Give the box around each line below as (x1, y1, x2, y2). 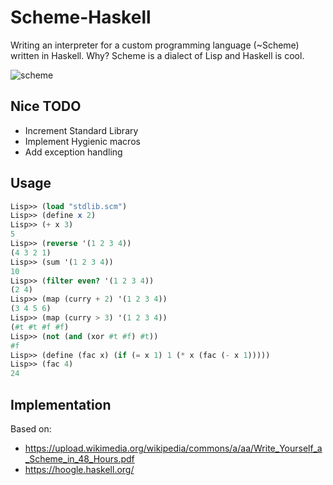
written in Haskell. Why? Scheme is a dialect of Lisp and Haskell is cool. (10, 49, 305, 61)
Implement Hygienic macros (24, 135, 141, 147)
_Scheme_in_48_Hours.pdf (24, 453, 135, 465)
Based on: (10, 423, 52, 435)
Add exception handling (24, 146, 123, 158)
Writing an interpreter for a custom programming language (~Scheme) (10, 39, 300, 51)
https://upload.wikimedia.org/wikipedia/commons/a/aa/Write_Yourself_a (24, 442, 323, 454)
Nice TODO (10, 98, 82, 115)
